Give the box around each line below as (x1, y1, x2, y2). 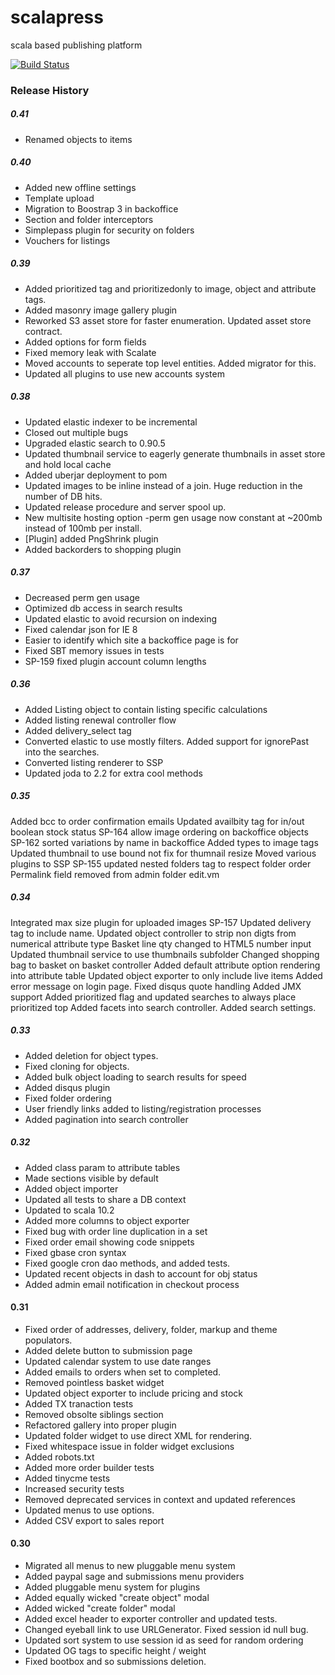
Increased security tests (24, 1482, 125, 1495)
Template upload (24, 192, 95, 204)
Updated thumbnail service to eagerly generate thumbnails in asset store (24, 447, 326, 460)
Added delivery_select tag (24, 724, 132, 736)
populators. (24, 1334, 73, 1346)
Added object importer (24, 1182, 119, 1195)
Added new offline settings (24, 181, 137, 193)
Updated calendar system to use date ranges (24, 1355, 212, 1367)
